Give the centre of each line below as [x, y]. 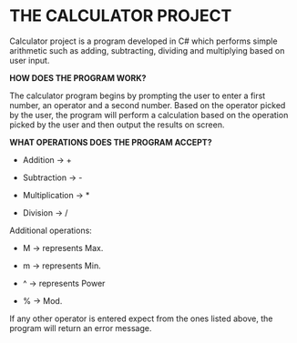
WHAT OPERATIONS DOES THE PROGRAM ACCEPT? [111, 142]
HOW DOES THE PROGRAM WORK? [78, 77]
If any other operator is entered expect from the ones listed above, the [141, 318]
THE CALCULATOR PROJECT [121, 16]
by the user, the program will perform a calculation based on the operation [149, 115]
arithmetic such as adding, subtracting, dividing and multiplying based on [147, 50]
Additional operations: [51, 230]
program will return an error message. [81, 328]
